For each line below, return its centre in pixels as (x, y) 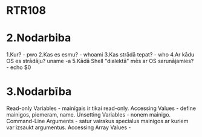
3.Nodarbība (39, 92)
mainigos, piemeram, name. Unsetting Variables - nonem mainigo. (89, 115)
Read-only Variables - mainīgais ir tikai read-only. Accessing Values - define (101, 108)
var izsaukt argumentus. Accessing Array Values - (69, 127)
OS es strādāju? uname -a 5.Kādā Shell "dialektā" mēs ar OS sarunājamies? (100, 61)
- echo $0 (19, 67)
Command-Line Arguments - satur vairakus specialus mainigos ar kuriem (97, 121)
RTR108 (26, 11)
